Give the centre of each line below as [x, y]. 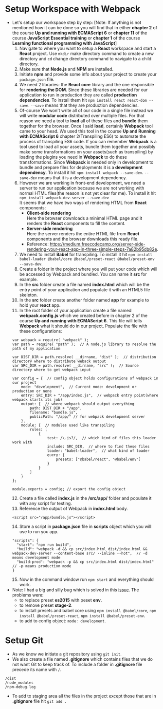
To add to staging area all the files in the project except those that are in [84, 696]
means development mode [36, 558]
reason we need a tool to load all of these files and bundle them [83, 121]
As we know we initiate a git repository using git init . [67, 654]
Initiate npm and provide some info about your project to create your [88, 74]
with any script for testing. [45, 503]
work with [22, 442]
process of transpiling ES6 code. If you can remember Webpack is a [88, 141]
